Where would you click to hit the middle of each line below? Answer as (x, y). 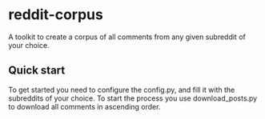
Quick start (37, 71)
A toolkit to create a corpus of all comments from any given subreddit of (127, 37)
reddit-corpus (56, 15)
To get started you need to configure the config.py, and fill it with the (122, 89)
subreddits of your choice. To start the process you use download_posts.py (133, 98)
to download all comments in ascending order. (84, 106)
